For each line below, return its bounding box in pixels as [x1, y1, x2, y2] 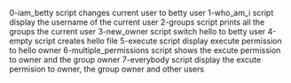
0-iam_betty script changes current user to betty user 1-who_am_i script [9, 8, 274, 18]
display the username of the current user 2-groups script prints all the [9, 17, 265, 27]
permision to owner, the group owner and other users [9, 64, 205, 74]
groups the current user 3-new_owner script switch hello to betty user [9, 26, 266, 36]
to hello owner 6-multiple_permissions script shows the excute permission [9, 45, 281, 56]
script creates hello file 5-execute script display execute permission [34, 35, 282, 46]
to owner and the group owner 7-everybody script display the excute [9, 55, 262, 64]
